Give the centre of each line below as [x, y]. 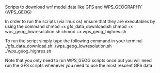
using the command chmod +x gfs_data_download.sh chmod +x [69, 26]
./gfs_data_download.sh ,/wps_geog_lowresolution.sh [58, 46]
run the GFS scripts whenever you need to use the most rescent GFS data [79, 65]
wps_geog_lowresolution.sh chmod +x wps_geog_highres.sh [66, 31]
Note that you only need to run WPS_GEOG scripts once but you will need [78, 60]
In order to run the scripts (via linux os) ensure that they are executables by [80, 21]
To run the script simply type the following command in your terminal [74, 41]
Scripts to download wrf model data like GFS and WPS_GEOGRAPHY [73, 7]
